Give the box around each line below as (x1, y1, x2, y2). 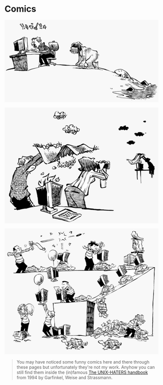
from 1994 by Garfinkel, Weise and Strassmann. (16, 375, 113, 381)
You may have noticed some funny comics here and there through (16, 359, 150, 365)
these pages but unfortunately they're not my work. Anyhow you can (16, 365, 155, 370)
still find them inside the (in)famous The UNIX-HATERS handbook (16, 369, 148, 375)
